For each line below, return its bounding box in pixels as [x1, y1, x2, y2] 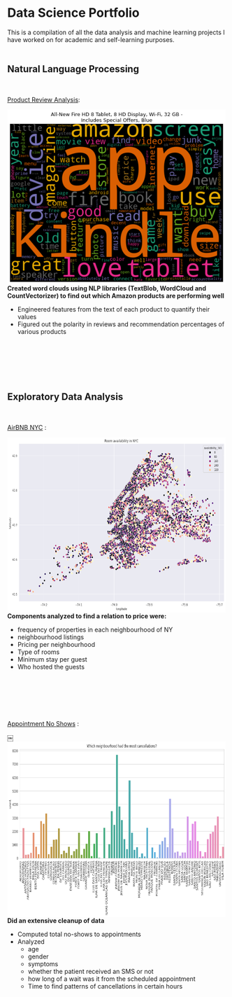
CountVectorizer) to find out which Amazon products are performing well [7, 291, 225, 300]
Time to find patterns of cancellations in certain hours [27, 982, 183, 990]
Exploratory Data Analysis [7, 391, 124, 403]
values [17, 312, 37, 321]
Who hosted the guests [17, 662, 85, 671]
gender [27, 952, 49, 961]
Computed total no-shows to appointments [17, 930, 141, 938]
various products [17, 327, 66, 335]
